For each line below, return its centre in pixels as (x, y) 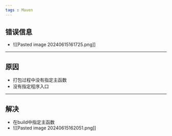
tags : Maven (19, 10)
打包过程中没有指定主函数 (40, 80)
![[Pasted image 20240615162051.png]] (54, 128)
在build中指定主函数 (34, 122)
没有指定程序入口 (31, 86)
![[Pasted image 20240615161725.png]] (54, 44)
